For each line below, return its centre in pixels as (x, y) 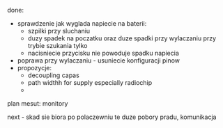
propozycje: (34, 68)
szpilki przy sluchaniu (59, 31)
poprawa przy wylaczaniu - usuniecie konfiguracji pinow (98, 61)
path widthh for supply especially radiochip (90, 82)
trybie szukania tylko (58, 46)
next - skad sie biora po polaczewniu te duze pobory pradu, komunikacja (112, 117)
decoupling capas (54, 75)
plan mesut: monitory (38, 103)
